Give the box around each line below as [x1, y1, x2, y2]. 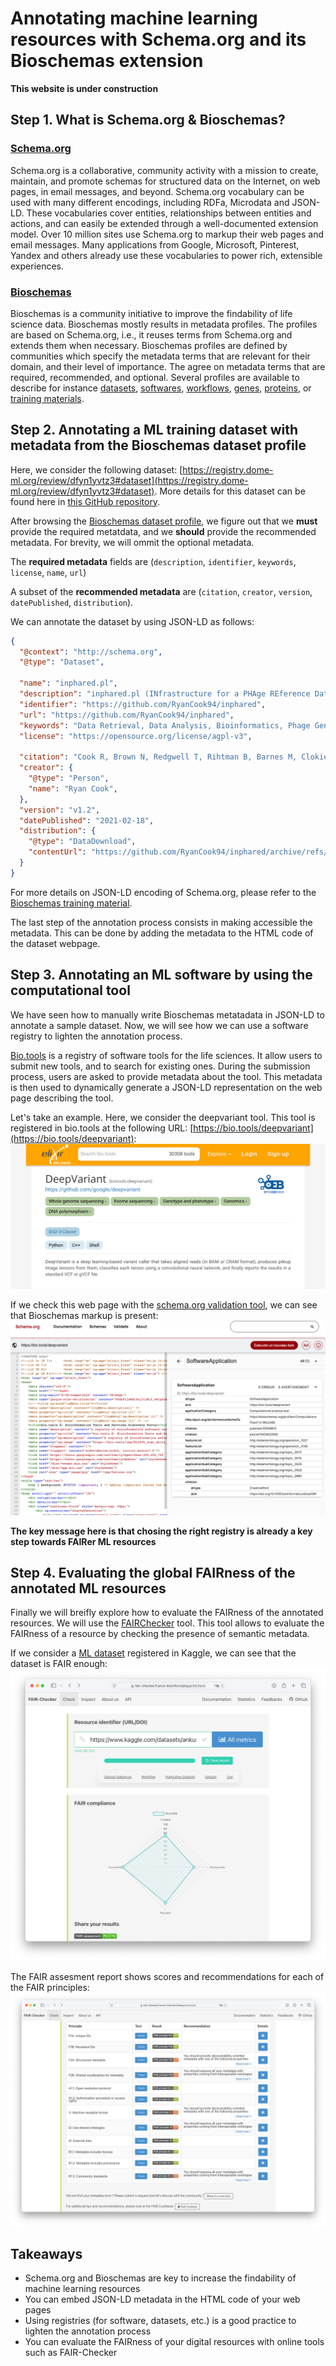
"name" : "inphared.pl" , [19, 678, 118, 689]
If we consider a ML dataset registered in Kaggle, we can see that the [10, 1647, 297, 1659]
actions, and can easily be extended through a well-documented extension [10, 217, 319, 229]
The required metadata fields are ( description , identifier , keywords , [10, 555, 297, 567]
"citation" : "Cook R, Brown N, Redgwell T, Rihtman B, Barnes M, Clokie [19, 752, 329, 762]
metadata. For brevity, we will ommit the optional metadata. [10, 536, 255, 548]
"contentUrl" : [28, 847, 87, 857]
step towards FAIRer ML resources [10, 1535, 157, 1547]
